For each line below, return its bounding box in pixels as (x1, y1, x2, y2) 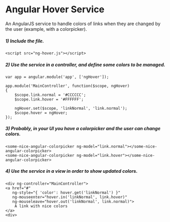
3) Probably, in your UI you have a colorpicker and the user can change (5, 126, 161, 132)
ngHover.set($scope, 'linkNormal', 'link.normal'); (14, 106, 127, 111)
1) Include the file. (5, 37, 45, 44)
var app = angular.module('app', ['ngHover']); (5, 74, 109, 79)
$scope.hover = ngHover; (14, 110, 68, 115)
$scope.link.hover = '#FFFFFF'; (14, 96, 84, 102)
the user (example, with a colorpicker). (5, 26, 87, 32)
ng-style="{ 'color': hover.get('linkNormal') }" (12, 190, 121, 195)
